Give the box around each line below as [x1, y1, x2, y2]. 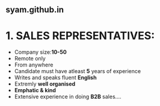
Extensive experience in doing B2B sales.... [14, 93, 122, 101]
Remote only [14, 55, 46, 62]
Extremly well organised [14, 80, 76, 87]
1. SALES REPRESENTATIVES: [5, 29, 155, 43]
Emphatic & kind [14, 87, 57, 94]
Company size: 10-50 [14, 49, 67, 56]
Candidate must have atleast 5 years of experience [14, 68, 141, 75]
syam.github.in [5, 5, 64, 15]
